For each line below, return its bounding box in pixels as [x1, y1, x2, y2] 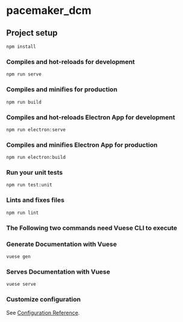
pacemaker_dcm [6, 4, 91, 18]
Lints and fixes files [6, 196, 65, 204]
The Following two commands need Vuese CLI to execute [6, 224, 178, 232]
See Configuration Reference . [6, 309, 80, 316]
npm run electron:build [6, 155, 66, 161]
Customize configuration [6, 295, 81, 304]
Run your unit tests [6, 169, 63, 177]
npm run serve [6, 71, 42, 77]
